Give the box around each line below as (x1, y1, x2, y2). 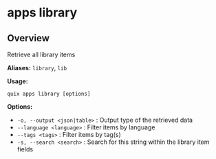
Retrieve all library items (7, 50, 76, 59)
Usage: (7, 77, 29, 85)
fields (17, 145, 33, 153)
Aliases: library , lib (7, 64, 67, 72)
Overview (7, 32, 50, 44)
